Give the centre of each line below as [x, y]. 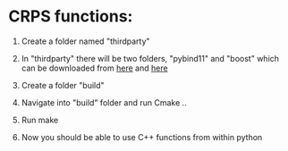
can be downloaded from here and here [94, 68]
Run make [40, 120]
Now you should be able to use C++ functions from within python [142, 137]
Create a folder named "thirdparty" [85, 41]
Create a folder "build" [63, 85]
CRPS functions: [71, 17]
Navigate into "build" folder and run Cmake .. [104, 102]
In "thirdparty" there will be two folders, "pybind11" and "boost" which [150, 58]
